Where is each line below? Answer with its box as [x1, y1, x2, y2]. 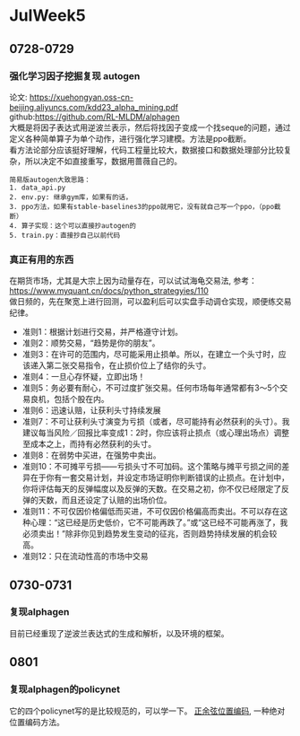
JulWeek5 [9, 5, 87, 26]
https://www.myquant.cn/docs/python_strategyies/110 [9, 285, 209, 296]
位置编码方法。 [9, 716, 64, 727]
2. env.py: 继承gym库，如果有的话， [9, 192, 133, 202]
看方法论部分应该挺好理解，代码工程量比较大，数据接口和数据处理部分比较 [9, 145, 284, 155]
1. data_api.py [9, 183, 66, 192]
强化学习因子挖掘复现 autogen [9, 69, 141, 82]
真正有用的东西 [9, 253, 74, 266]
